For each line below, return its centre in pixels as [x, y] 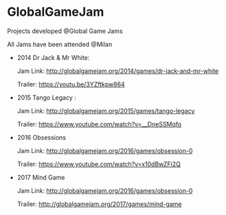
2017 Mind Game [41, 177]
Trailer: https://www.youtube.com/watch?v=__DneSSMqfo [99, 124]
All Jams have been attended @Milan [60, 44]
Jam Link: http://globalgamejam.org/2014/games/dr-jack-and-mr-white [118, 71]
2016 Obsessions [42, 137]
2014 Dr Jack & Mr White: [53, 57]
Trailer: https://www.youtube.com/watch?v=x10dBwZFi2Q [99, 164]
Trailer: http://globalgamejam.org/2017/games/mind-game [99, 204]
